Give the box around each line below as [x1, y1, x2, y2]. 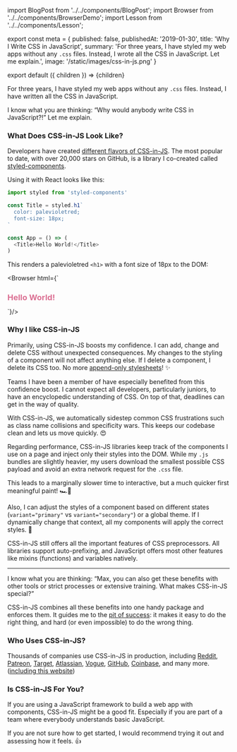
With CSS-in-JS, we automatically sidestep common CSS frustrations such [7, 413, 224, 422]
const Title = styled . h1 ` [7, 202, 83, 209]
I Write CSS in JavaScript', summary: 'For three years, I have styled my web [7, 42, 227, 50]
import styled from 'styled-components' [7, 189, 128, 196]
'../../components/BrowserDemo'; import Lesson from [7, 13, 162, 22]
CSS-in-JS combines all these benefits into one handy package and [7, 603, 205, 611]
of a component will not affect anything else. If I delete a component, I [7, 356, 211, 364]
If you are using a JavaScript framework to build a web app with [7, 700, 193, 709]
